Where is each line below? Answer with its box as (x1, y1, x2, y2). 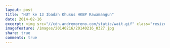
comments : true (5, 35, 37, 40)
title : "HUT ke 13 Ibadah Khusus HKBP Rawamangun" (5, 12, 114, 17)
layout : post (5, 7, 33, 12)
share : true (5, 30, 30, 35)
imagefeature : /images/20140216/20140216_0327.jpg (5, 26, 114, 31)
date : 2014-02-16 (5, 16, 42, 21)
